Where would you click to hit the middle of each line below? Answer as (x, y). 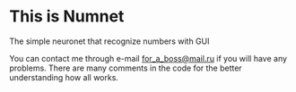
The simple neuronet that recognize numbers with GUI (109, 41)
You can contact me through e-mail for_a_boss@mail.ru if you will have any (148, 58)
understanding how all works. (64, 77)
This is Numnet (67, 17)
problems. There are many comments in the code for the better (126, 68)
